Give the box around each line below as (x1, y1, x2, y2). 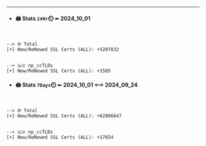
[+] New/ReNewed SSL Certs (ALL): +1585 (6, 68, 112, 74)
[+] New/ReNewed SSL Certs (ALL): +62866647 (6, 113, 122, 119)
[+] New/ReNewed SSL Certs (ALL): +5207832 (6, 46, 120, 53)
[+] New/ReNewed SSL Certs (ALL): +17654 (6, 134, 114, 141)
